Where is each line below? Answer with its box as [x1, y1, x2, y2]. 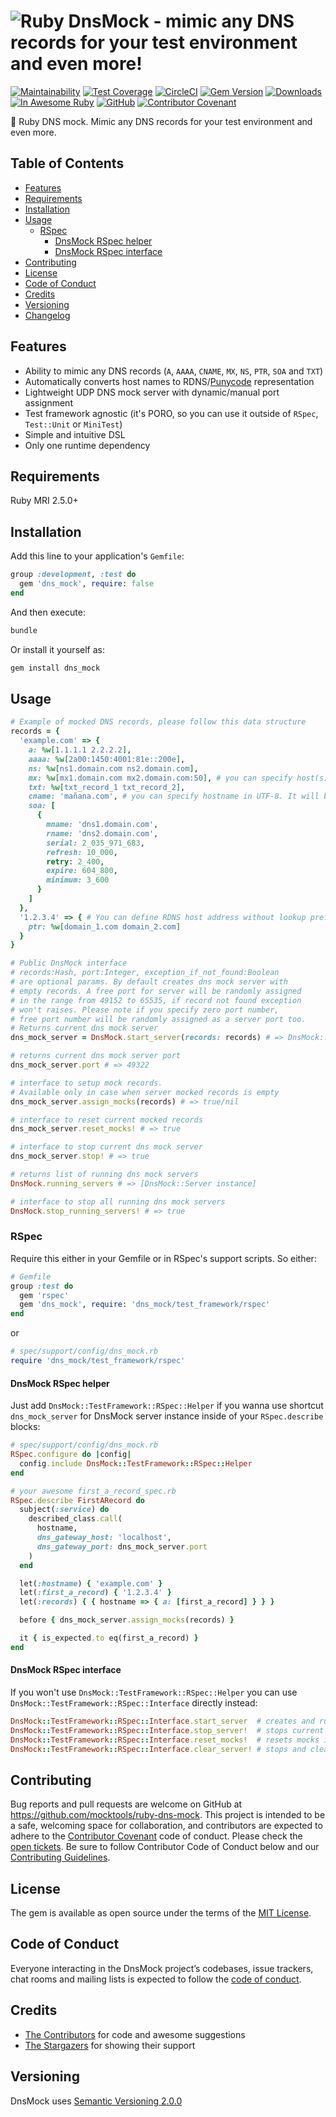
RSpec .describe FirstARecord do [10, 1495, 145, 1505]
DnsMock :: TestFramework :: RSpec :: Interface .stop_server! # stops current [10, 1725, 325, 1735]
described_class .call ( [28, 1514, 123, 1524]
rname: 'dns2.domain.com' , [46, 828, 159, 839]
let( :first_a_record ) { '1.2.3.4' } [19, 1588, 172, 1598]
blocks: [10, 1421, 41, 1433]
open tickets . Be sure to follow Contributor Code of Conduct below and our [10, 1841, 320, 1853]
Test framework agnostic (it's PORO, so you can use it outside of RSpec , [24, 407, 319, 419]
